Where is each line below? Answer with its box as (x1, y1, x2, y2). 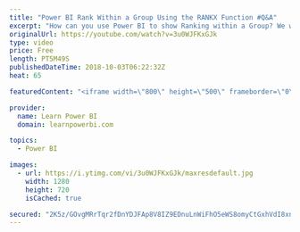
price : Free (9, 46, 54, 55)
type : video (9, 37, 54, 47)
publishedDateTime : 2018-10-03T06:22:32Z (9, 63, 166, 72)
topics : (9, 136, 38, 145)
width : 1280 (25, 177, 70, 186)
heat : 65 (9, 71, 42, 80)
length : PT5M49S (9, 54, 70, 63)
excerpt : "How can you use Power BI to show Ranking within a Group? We (9, 21, 286, 30)
